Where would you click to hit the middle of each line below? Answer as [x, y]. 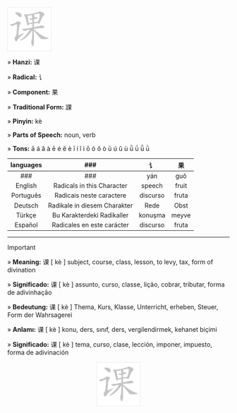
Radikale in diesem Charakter [91, 205]
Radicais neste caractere [91, 196]
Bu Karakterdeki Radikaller [90, 215]
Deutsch [26, 205]
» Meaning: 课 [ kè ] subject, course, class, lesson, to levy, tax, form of [110, 262]
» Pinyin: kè [25, 121]
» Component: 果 [33, 92]
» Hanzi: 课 [24, 62]
